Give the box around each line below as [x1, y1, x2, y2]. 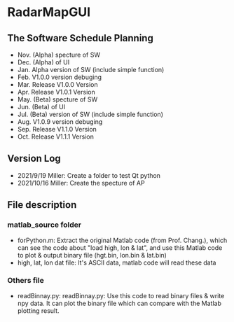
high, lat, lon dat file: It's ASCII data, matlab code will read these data [17, 258, 216, 267]
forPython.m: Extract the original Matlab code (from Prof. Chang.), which [17, 236, 228, 244]
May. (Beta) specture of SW [17, 95, 98, 104]
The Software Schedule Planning [7, 32, 154, 44]
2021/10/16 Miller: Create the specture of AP [17, 178, 145, 187]
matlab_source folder [7, 220, 82, 230]
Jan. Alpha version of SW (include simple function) [17, 66, 165, 73]
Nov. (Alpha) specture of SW [17, 50, 101, 59]
